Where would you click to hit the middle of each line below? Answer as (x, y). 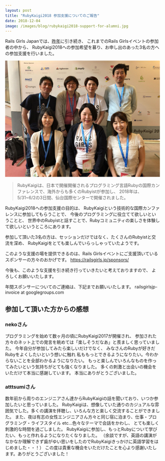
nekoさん (16, 324)
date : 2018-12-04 (23, 21)
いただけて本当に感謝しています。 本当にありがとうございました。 (72, 373)
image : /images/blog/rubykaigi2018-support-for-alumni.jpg (67, 26)
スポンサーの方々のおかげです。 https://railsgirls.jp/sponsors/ (67, 260)
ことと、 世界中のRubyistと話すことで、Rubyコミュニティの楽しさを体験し (84, 220)
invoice (12, 292)
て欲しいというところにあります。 (39, 227)
